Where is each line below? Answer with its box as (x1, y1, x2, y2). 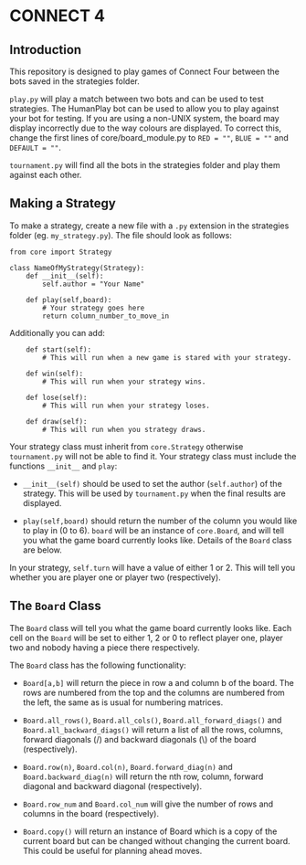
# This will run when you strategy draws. (42, 425, 206, 434)
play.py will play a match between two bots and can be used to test (9, 93, 265, 104)
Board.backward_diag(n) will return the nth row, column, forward (22, 771, 264, 782)
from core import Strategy (9, 248, 112, 257)
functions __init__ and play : (9, 460, 118, 471)
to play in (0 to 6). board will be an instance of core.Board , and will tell (22, 524, 285, 535)
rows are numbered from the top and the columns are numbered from (22, 687, 285, 698)
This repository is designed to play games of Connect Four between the (9, 66, 280, 77)
